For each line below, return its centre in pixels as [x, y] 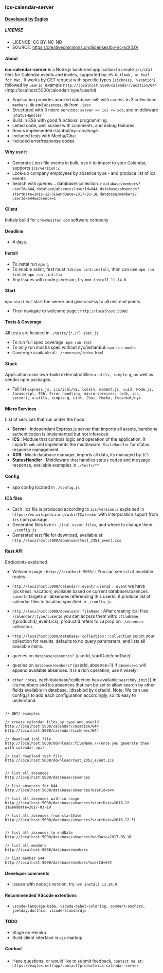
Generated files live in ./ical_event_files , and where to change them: [83, 524]
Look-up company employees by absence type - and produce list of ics [84, 173]
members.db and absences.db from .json [51, 105]
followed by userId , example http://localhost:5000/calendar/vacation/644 [81, 85]
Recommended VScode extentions [41, 895]
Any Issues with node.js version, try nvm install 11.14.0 [69, 279]
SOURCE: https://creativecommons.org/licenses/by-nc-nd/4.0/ [75, 47]
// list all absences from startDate [43, 816]
